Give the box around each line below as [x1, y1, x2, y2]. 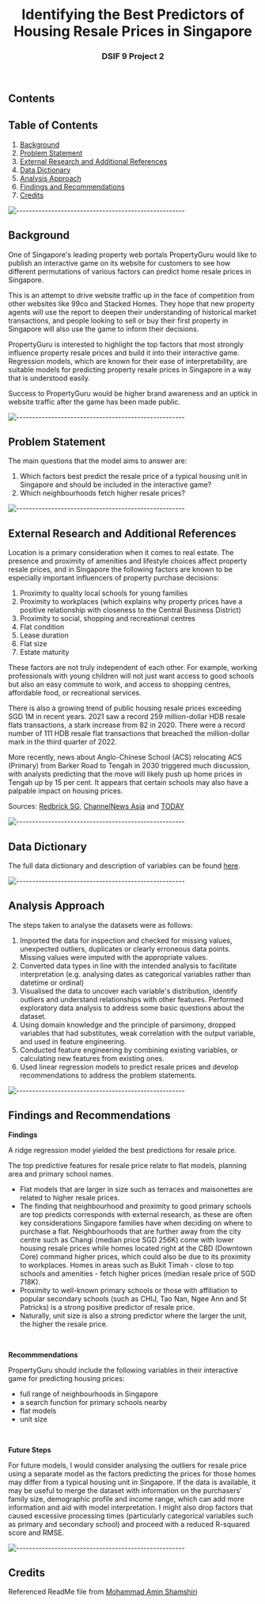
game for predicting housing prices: [8, 1373, 125, 1383]
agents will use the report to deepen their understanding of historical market [8, 307, 257, 316]
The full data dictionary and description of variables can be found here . [8, 860, 241, 870]
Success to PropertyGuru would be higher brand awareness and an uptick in [8, 389, 258, 398]
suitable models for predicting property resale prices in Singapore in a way [8, 365, 252, 374]
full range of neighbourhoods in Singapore [19, 1389, 158, 1399]
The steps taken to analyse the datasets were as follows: [8, 920, 194, 929]
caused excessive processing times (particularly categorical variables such [8, 1510, 254, 1520]
